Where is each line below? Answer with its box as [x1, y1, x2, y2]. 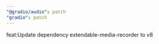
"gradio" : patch [6, 14, 47, 20]
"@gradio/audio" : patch [6, 8, 67, 15]
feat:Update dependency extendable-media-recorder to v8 [6, 31, 153, 38]
